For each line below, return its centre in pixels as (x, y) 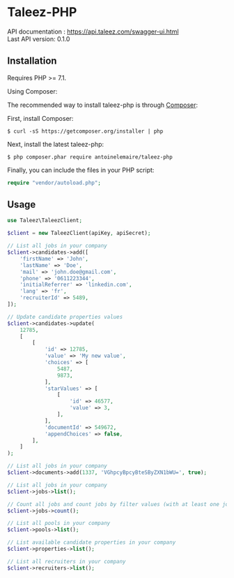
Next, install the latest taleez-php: (56, 144)
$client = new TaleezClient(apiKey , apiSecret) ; (79, 233)
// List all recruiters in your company (67, 561)
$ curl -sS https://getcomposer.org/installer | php (85, 131)
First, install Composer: (40, 118)
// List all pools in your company (59, 523)
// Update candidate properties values (65, 317)
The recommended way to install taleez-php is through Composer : (103, 105)
